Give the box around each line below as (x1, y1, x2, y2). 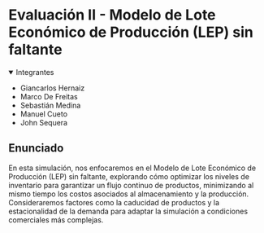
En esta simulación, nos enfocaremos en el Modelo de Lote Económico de (8, 163, 257, 173)
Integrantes (15, 67, 54, 77)
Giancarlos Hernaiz (19, 83, 85, 93)
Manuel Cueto (19, 108, 67, 119)
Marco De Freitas (19, 91, 79, 101)
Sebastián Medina (19, 100, 81, 110)
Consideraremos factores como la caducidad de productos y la (8, 197, 220, 207)
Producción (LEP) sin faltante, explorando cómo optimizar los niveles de (8, 171, 250, 181)
